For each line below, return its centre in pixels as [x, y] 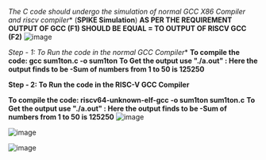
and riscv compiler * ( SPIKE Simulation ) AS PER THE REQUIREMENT [120, 20]
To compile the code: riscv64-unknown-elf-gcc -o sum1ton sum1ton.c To [132, 100]
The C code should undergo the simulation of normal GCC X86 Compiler [127, 12]
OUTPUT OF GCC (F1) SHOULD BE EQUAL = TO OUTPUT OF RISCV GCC [127, 28]
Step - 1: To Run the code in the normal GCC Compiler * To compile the [124, 52]
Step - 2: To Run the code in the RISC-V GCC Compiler [99, 84]
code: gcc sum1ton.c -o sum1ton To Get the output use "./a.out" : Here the [133, 60]
